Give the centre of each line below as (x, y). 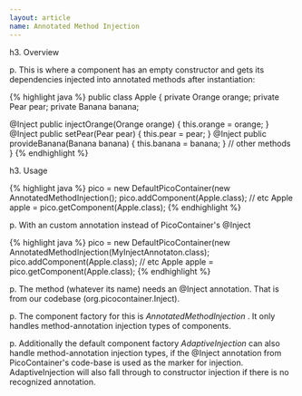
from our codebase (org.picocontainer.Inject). (94, 298)
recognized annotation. (53, 382)
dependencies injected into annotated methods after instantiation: (132, 79)
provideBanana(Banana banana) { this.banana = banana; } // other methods (150, 143)
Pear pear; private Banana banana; (74, 106)
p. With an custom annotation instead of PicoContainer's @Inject (130, 225)
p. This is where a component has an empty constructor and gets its (137, 70)
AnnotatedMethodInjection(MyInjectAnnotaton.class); (110, 252)
